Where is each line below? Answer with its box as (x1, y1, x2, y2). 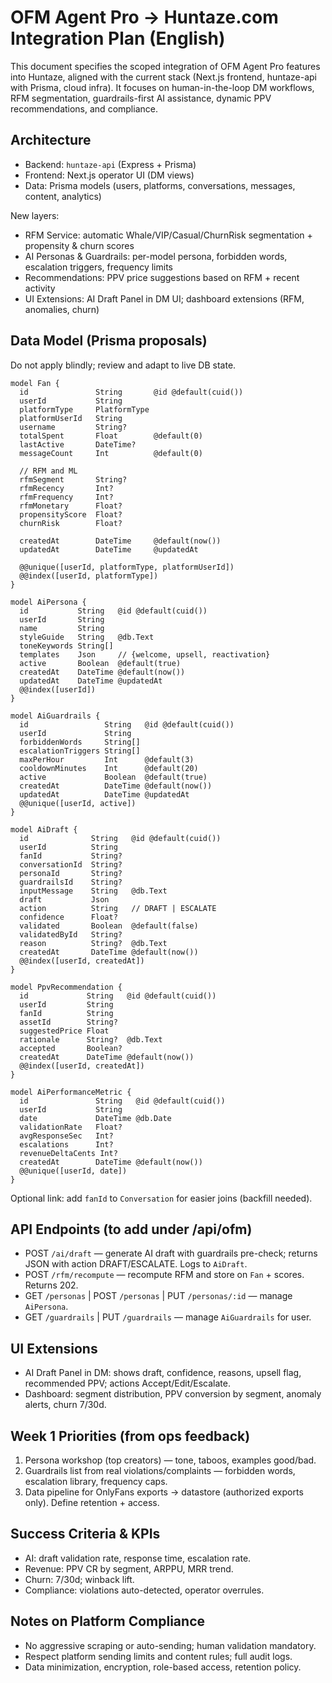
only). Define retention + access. (24, 1497, 160, 1508)
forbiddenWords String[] (19, 737, 141, 747)
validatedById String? (19, 929, 123, 940)
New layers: (10, 209, 60, 221)
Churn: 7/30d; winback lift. (24, 1573, 135, 1585)
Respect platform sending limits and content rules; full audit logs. (24, 1650, 293, 1662)
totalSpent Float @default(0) (19, 431, 203, 441)
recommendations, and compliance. (10, 102, 158, 115)
